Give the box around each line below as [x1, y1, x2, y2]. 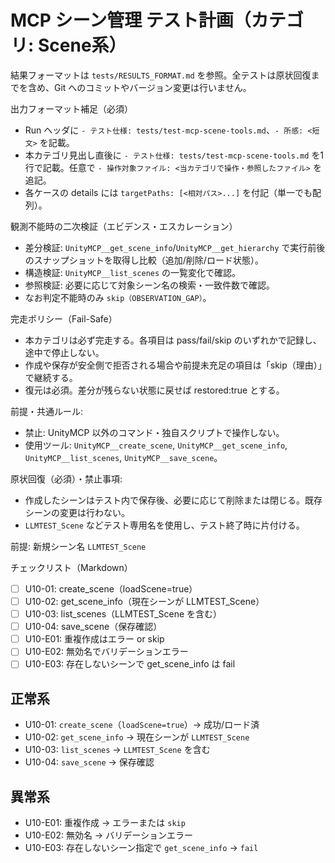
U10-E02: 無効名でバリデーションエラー [24, 646, 189, 658]
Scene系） [37, 34, 127, 57]
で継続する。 [24, 371, 78, 383]
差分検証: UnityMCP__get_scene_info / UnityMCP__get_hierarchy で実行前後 [24, 241, 326, 253]
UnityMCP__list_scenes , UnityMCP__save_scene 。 [24, 451, 223, 463]
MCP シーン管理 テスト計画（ [10, 9, 252, 32]
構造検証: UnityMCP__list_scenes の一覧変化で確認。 [24, 266, 242, 278]
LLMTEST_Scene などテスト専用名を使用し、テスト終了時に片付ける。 [24, 519, 305, 531]
